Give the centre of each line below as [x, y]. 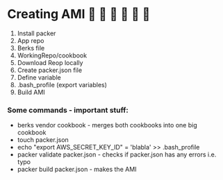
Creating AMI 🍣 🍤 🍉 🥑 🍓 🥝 [79, 14]
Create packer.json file [49, 70]
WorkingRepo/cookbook [52, 55]
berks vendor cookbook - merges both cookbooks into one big [107, 125]
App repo [31, 40]
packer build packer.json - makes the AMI [77, 170]
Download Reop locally [50, 62]
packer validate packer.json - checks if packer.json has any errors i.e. [117, 154]
